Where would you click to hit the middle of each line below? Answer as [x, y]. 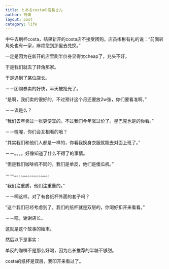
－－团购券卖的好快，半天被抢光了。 [43, 89]
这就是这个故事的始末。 [30, 229]
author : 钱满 [18, 15]
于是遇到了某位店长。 [27, 78]
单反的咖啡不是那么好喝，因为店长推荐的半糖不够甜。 [61, 250]
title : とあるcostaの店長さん [34, 10]
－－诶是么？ [19, 110]
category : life [21, 24]
